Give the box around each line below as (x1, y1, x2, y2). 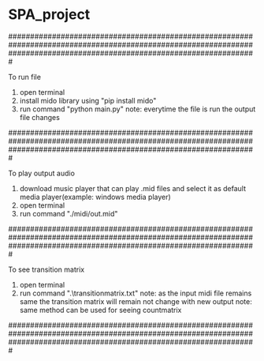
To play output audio (8, 168, 75, 178)
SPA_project (8, 6, 91, 24)
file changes (19, 112, 61, 122)
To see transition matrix (8, 265, 85, 274)
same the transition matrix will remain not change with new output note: (19, 296, 252, 306)
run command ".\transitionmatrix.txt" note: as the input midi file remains (19, 288, 252, 298)
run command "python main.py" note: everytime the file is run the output (19, 104, 256, 114)
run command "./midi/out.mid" (19, 209, 118, 218)
